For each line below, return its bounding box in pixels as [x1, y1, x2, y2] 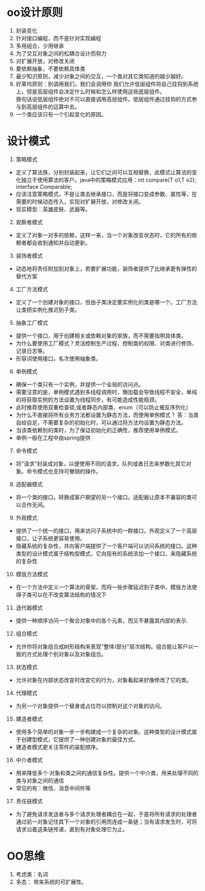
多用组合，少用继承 [15, 42, 64, 49]
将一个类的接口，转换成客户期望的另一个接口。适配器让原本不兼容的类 [15, 493, 192, 500]
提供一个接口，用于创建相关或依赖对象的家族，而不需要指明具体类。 [15, 332, 187, 339]
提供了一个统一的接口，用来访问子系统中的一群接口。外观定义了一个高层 [15, 527, 197, 534]
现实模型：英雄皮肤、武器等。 [15, 205, 91, 213]
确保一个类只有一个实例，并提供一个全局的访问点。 [15, 380, 144, 388]
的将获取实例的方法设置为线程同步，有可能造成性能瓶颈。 [15, 396, 160, 403]
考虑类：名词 [15, 870, 48, 878]
